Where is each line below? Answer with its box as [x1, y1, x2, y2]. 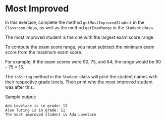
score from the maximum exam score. [5, 49, 83, 55]
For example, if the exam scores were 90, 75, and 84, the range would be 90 [5, 59, 161, 64]
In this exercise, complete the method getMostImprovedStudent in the [5, 19, 145, 25]
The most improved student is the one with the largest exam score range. [5, 34, 155, 40]
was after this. [5, 84, 34, 90]
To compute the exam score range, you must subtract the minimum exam [5, 44, 155, 50]
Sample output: [5, 94, 36, 100]
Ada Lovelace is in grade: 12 [5, 103, 68, 108]
